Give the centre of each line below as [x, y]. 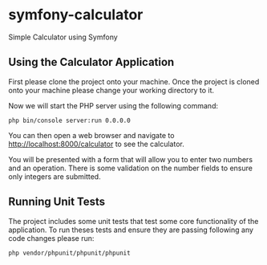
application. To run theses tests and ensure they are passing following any [131, 230]
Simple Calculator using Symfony [63, 37]
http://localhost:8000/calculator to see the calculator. [96, 144]
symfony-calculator [76, 15]
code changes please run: [51, 238]
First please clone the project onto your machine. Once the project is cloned [134, 81]
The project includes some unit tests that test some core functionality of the [133, 221]
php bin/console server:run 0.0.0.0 [69, 120]
